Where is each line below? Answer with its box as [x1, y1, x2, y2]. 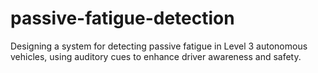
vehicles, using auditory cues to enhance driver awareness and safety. [10, 50, 302, 62]
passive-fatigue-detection [10, 7, 235, 30]
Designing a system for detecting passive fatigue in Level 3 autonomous [10, 40, 308, 52]
